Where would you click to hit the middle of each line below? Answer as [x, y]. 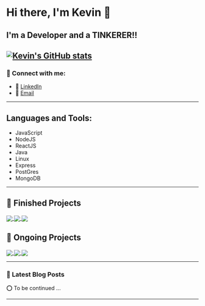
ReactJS [26, 146]
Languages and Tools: [49, 118]
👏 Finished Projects [44, 203]
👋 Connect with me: [36, 73]
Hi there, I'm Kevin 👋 [59, 13]
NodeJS [25, 140]
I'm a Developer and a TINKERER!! [72, 35]
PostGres [27, 172]
